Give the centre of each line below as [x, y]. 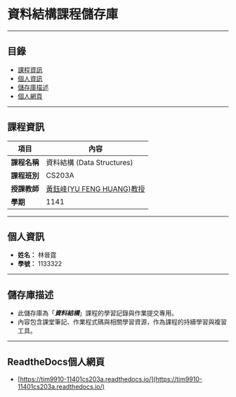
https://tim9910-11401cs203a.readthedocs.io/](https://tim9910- [111, 379]
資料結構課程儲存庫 [63, 14]
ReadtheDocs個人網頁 [56, 361]
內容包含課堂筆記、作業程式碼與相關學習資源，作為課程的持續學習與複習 [122, 322]
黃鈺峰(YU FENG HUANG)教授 [96, 189]
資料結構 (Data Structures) [90, 162]
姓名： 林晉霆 [37, 255]
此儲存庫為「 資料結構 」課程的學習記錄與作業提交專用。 [97, 313]
